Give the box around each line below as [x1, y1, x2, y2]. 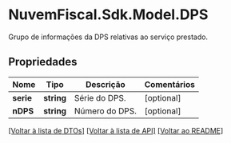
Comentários [144, 78, 196, 89]
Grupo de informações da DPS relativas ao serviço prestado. [8, 32, 209, 42]
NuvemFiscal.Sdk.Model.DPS [8, 6, 209, 24]
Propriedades [8, 55, 78, 69]
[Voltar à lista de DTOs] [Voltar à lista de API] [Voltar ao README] [8, 125, 224, 135]
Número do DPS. [74, 105, 137, 117]
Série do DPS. [74, 92, 126, 103]
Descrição [85, 78, 125, 89]
